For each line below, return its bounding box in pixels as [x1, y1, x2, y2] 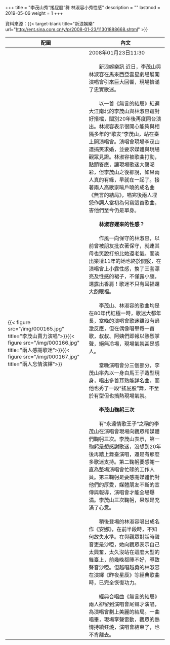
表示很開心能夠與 [114, 123, 155, 130]
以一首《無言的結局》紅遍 [99, 100, 160, 107]
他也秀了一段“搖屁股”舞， [89, 385, 149, 391]
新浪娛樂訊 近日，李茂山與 [99, 63, 161, 70]
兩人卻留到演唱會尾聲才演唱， [89, 601, 160, 607]
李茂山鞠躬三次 [99, 406, 135, 413]
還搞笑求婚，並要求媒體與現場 [89, 146, 160, 152]
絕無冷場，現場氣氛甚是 [99, 340, 155, 347]
